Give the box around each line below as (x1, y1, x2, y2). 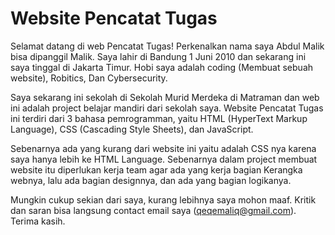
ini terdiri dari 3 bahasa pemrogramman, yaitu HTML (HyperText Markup (10, 112, 308, 124)
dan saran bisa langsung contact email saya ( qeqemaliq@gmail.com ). (10, 204, 297, 216)
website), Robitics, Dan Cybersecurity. (10, 72, 168, 84)
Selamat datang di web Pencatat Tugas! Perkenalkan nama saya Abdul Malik (10, 40, 325, 52)
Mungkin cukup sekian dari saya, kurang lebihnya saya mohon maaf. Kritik (10, 193, 317, 206)
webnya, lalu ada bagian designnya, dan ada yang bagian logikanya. (10, 174, 292, 186)
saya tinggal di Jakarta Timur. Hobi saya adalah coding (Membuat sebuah (10, 61, 314, 73)
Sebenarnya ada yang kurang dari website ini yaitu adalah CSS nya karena (10, 142, 317, 154)
